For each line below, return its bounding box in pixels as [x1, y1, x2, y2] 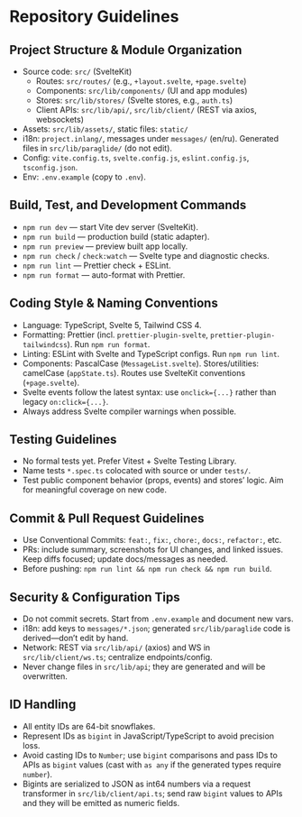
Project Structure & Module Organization [9, 42, 243, 58]
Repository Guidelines [9, 6, 179, 27]
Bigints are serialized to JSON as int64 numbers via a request [22, 778, 251, 789]
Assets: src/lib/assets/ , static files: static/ [22, 124, 188, 134]
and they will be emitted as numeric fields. [22, 797, 180, 808]
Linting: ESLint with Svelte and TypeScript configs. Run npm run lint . [22, 348, 280, 359]
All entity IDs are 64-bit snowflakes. [22, 721, 156, 731]
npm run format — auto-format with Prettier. [22, 269, 186, 280]
